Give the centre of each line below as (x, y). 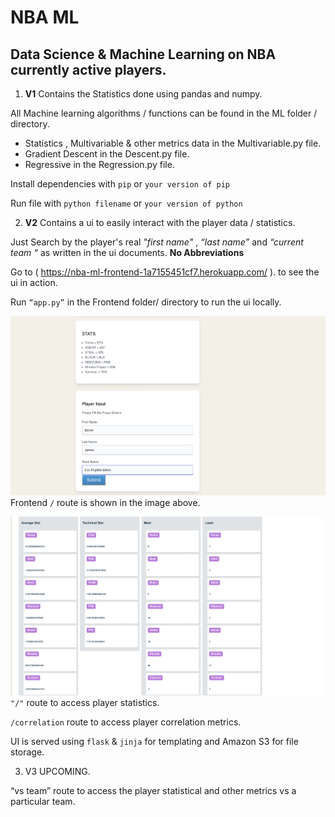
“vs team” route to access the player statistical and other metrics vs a (153, 791)
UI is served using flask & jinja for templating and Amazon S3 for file (154, 742)
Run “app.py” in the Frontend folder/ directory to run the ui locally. (146, 302)
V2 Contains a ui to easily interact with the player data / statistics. (160, 222)
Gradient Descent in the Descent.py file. (107, 154)
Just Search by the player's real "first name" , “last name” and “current (157, 242)
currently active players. (88, 69)
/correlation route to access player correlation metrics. (126, 722)
